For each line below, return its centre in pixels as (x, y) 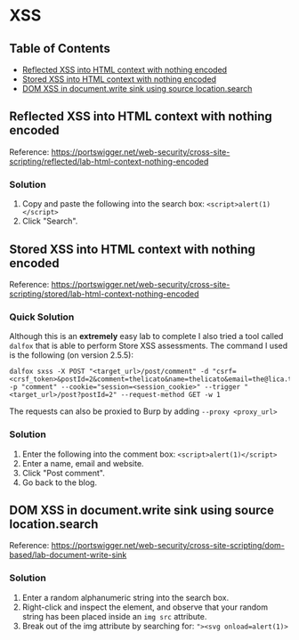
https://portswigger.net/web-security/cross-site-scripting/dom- (168, 546)
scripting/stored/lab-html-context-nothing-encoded (104, 294)
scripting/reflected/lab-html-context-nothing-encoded (109, 161)
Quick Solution (42, 317)
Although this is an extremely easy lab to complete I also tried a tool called (146, 336)
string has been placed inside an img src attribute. (114, 616)
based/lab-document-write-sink (68, 555)
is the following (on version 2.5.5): (71, 355)
